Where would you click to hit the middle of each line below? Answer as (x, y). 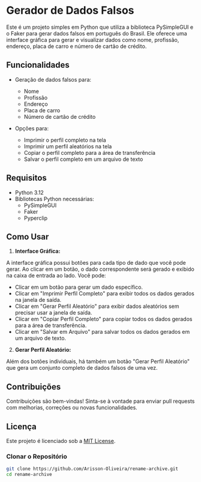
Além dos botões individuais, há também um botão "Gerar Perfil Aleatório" (98, 361)
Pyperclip (36, 218)
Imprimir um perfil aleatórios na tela (68, 146)
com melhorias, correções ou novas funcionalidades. (72, 408)
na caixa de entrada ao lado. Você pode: (56, 276)
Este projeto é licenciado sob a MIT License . (61, 441)
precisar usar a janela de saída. (53, 313)
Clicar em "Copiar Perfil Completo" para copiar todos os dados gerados (103, 319)
